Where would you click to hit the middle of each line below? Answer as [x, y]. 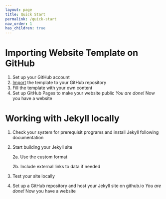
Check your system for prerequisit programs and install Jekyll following [85, 132]
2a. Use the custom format [40, 157]
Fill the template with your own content [52, 88]
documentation [28, 138]
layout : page [19, 10]
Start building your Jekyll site [42, 147]
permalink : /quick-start [31, 19]
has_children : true [25, 28]
